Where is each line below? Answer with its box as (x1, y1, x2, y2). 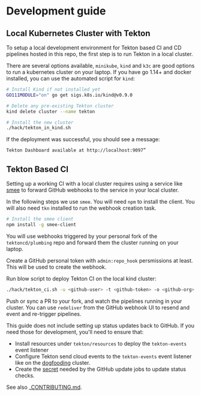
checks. (14, 371, 35, 379)
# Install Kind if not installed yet (6, 87, 101, 93)
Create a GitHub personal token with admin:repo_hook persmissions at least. (6, 257, 193, 264)
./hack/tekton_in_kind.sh (6, 125, 71, 131)
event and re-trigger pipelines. (6, 310, 82, 317)
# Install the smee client (6, 216, 74, 222)
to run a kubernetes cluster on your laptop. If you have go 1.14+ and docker (6, 69, 192, 76)
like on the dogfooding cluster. (14, 359, 91, 366)
